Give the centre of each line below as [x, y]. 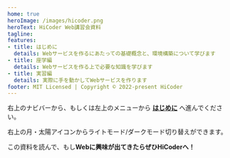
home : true [23, 14]
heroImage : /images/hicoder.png [55, 21]
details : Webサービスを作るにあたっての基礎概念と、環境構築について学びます [115, 54]
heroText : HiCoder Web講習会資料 [54, 27]
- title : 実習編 [30, 73]
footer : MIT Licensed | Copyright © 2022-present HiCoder [95, 87]
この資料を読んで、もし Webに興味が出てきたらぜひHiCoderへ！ [101, 147]
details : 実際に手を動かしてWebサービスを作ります [80, 80]
